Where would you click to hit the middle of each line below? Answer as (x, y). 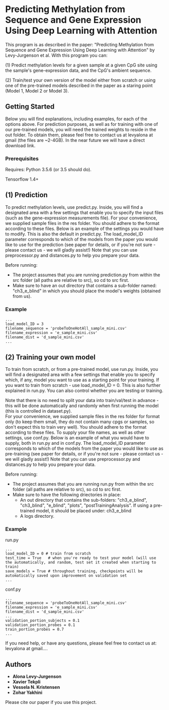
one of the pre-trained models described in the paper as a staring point (79, 85)
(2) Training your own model (50, 357)
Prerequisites (22, 159)
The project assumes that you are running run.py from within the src (83, 484)
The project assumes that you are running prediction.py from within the (86, 275)
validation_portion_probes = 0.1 (40, 625)
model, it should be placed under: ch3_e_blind (84, 510)
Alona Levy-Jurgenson (37, 677)
